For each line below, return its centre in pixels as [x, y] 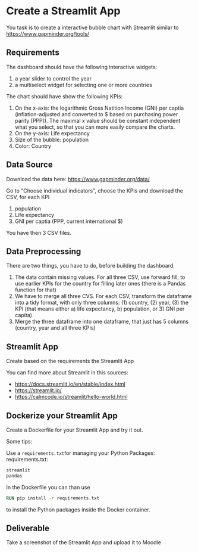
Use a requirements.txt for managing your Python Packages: [81, 453]
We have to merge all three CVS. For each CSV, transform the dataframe [103, 296]
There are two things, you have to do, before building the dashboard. [91, 266]
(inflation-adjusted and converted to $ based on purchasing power [96, 114]
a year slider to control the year [53, 78]
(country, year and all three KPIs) [55, 328]
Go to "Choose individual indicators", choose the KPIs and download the [95, 190]
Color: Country [33, 146]
